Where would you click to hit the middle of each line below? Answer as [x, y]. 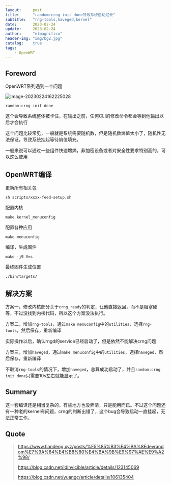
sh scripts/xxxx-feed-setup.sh [38, 198]
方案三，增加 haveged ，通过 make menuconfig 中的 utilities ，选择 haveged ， [82, 352]
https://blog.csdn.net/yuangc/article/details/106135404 [76, 477]
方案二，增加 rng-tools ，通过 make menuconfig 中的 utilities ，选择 [74, 324]
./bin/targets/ [21, 277]
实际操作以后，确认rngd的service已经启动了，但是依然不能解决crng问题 [81, 341]
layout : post [24, 10]
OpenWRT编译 [28, 174]
